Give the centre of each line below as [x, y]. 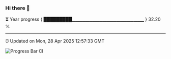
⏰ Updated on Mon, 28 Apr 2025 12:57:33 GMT [55, 41]
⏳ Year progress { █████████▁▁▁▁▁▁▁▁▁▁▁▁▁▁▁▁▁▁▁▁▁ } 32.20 [83, 19]
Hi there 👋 [18, 8]
